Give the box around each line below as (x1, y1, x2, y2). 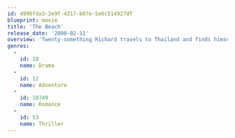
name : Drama (20, 62, 55, 69)
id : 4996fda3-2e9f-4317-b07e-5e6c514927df (7, 10, 133, 17)
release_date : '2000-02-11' (7, 29, 90, 37)
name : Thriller (20, 120, 64, 128)
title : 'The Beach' (7, 23, 64, 30)
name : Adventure (20, 82, 68, 89)
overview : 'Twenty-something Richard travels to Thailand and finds (7, 36, 211, 43)
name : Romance (20, 101, 61, 108)
